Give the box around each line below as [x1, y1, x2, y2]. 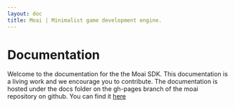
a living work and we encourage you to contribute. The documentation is [7, 78, 218, 86]
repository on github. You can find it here [7, 92, 127, 101]
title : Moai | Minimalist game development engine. [7, 17, 162, 24]
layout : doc [7, 10, 42, 17]
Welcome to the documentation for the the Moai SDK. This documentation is [7, 70, 229, 78]
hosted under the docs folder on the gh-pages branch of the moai [7, 85, 198, 93]
